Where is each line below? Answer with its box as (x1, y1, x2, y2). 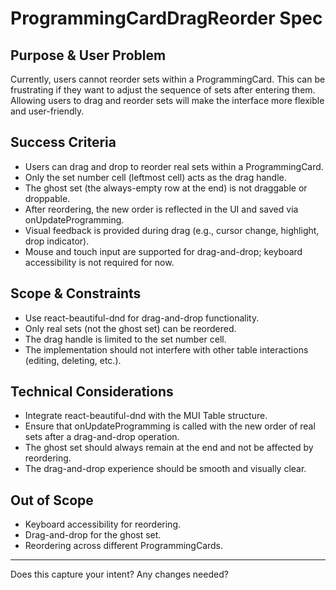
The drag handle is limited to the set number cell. (24, 333, 227, 345)
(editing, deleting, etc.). (24, 354, 122, 366)
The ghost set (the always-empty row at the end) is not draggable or (24, 182, 308, 194)
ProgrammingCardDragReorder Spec (10, 7, 323, 30)
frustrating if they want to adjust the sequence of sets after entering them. (10, 84, 316, 96)
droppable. (24, 192, 71, 204)
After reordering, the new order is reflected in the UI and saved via (24, 203, 299, 215)
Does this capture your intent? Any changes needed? (10, 568, 229, 581)
